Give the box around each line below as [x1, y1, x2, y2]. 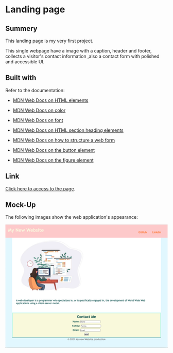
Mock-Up [5, 201, 36, 209]
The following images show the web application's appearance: [5, 214, 138, 220]
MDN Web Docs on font [12, 117, 63, 123]
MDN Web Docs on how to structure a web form [12, 137, 115, 143]
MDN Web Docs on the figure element [12, 157, 94, 163]
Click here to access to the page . [5, 185, 76, 191]
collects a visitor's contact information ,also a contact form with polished [5, 53, 160, 59]
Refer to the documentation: [5, 87, 65, 93]
